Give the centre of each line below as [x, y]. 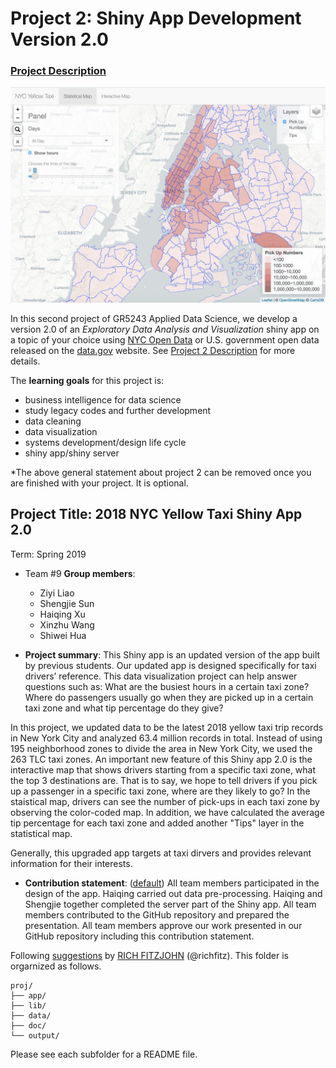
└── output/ [35, 1035]
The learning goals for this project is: [87, 381]
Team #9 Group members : [80, 573]
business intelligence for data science [103, 400]
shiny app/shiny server [72, 453]
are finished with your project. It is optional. [99, 483]
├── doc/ [28, 1025]
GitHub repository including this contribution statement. [139, 936]
